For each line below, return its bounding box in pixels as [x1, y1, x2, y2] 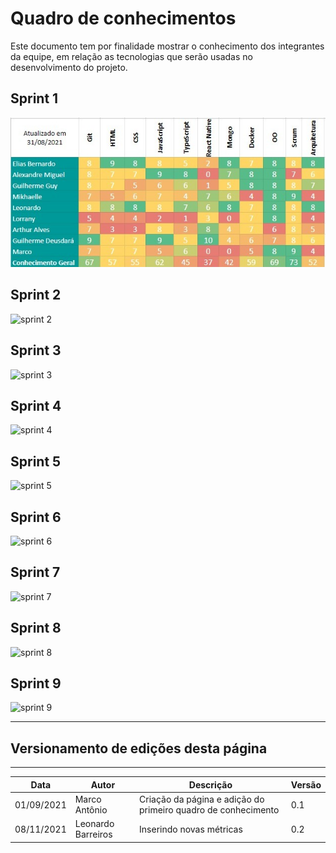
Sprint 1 [10, 90, 59, 107]
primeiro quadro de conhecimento [139, 804, 280, 816]
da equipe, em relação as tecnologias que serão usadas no [10, 50, 253, 62]
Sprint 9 [10, 675, 62, 692]
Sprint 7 [10, 564, 61, 581]
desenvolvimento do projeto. [10, 61, 128, 73]
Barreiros [74, 828, 113, 841]
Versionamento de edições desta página [10, 740, 268, 757]
